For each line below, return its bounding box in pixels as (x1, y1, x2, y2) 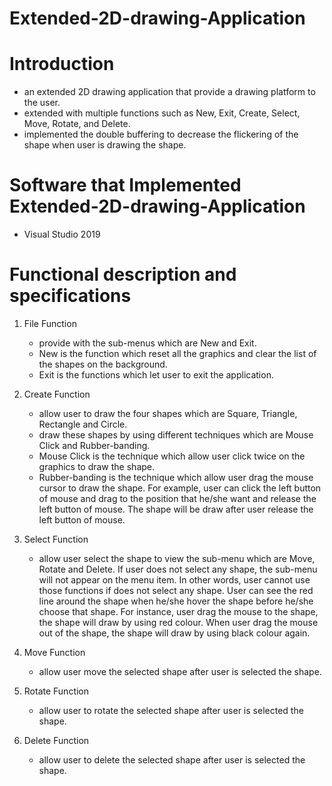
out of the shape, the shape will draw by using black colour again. (38, 627, 311, 639)
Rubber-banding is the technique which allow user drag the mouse (38, 472, 314, 483)
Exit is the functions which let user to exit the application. (38, 369, 274, 381)
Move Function (23, 647, 86, 658)
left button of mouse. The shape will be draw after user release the (38, 503, 314, 515)
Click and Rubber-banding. (38, 440, 151, 451)
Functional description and (9, 263, 237, 286)
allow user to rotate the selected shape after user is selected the (38, 705, 304, 716)
